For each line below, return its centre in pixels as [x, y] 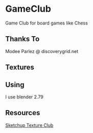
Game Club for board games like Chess [46, 23]
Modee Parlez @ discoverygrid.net [42, 51]
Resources [23, 113]
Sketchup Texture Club [29, 125]
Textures [20, 68]
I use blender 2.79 [24, 97]
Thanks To [22, 39]
